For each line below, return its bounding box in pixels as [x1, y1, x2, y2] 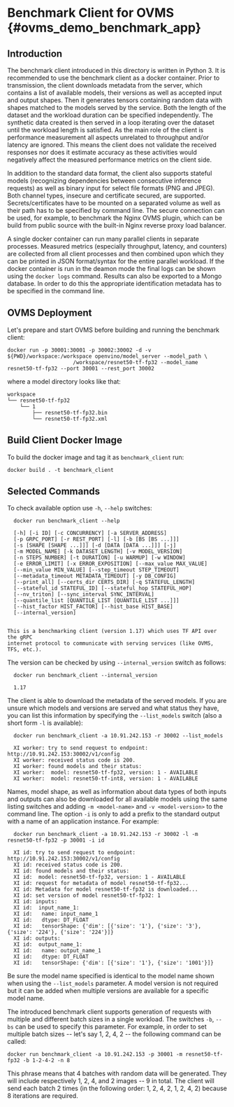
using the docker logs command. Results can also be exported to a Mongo [7, 272, 222, 280]
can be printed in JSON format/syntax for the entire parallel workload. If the [7, 257, 225, 265]
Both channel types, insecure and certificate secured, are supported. [7, 191, 206, 200]
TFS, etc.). [7, 646, 42, 653]
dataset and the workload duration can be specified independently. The [7, 111, 214, 119]
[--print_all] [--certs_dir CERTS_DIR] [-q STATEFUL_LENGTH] [13, 579, 196, 586]
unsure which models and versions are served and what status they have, [7, 704, 219, 712]
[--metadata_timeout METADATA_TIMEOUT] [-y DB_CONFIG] [13, 573, 177, 580]
